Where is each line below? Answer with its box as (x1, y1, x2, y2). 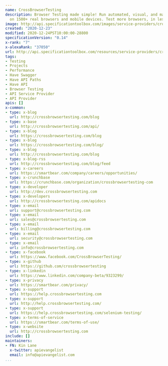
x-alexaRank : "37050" (5, 45, 50, 50)
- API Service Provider (5, 91, 55, 96)
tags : (5, 54, 16, 59)
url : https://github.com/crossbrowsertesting (9, 264, 106, 269)
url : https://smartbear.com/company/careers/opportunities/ (9, 170, 137, 175)
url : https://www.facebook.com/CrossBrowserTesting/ (9, 254, 122, 260)
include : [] (5, 334, 30, 339)
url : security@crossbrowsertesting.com (9, 236, 93, 241)
